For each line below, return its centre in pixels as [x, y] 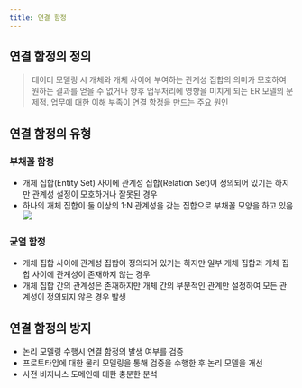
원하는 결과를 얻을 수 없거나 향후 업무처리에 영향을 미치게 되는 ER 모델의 [157, 91]
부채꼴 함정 [32, 162]
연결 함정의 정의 [50, 56]
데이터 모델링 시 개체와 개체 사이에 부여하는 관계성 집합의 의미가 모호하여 [159, 80]
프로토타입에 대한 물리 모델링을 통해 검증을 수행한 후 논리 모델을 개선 [142, 363]
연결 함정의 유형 [50, 133]
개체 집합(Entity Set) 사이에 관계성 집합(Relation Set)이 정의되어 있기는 [147, 183]
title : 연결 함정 [38, 18]
